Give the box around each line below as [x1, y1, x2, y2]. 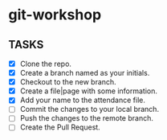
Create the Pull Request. [19, 122, 100, 132]
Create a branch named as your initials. [19, 68, 150, 78]
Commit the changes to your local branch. [19, 105, 159, 114]
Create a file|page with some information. [19, 86, 158, 96]
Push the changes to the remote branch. [19, 113, 154, 123]
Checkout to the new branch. [19, 77, 116, 87]
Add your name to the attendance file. [19, 95, 146, 105]
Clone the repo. [19, 59, 72, 68]
